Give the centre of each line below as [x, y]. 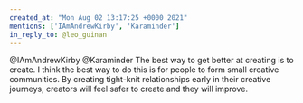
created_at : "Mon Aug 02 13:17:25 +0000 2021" [99, 18]
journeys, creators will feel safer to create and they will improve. [129, 89]
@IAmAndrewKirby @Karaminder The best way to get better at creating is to [151, 61]
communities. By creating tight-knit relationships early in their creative [140, 80]
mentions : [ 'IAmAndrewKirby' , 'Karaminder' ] [95, 26]
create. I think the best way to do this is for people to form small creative [144, 70]
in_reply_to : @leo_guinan [58, 34]
